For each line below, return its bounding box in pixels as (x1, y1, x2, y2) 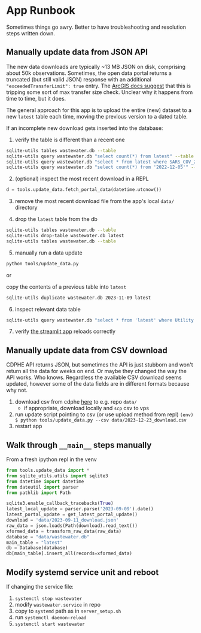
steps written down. (6, 29, 56, 37)
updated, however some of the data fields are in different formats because (6, 380, 190, 387)
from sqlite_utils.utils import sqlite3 (6, 473, 109, 479)
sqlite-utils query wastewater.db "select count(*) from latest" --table (6, 153, 194, 159)
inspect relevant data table (14, 305, 81, 313)
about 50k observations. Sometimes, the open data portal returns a (6, 69, 172, 77)
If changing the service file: (6, 583, 74, 590)
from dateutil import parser (6, 484, 79, 490)
